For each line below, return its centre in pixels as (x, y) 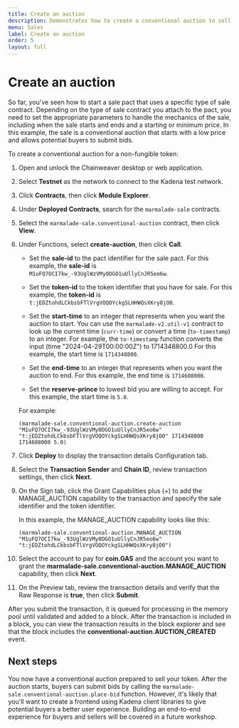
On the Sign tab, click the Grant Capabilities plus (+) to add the (110, 491)
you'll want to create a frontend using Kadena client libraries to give (107, 701)
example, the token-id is (65, 294)
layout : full (27, 47)
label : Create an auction (46, 34)
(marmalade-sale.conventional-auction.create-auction (100, 424)
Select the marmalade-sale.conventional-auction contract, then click (119, 222)
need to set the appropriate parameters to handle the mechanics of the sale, (120, 117)
